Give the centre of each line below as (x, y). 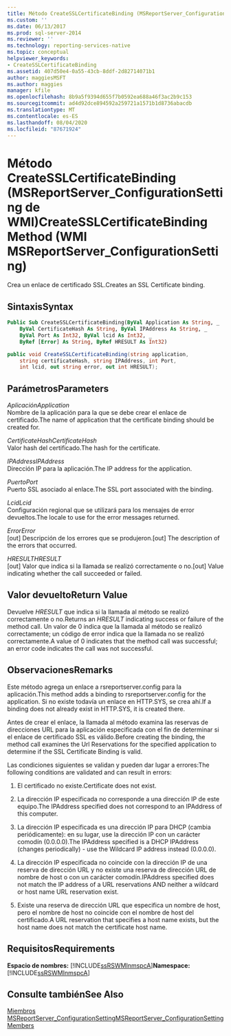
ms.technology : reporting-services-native (69, 46)
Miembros (21, 1011)
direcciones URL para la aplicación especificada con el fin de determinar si (113, 730)
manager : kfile (29, 90)
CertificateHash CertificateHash (52, 441)
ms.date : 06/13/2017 (37, 26)
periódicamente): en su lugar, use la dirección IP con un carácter (109, 834)
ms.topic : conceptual (38, 52)
